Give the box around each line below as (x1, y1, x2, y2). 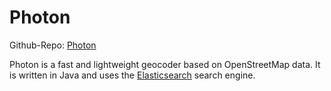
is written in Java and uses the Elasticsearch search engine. (9, 69, 256, 81)
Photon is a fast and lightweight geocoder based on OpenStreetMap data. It (9, 58, 321, 70)
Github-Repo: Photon (9, 39, 97, 51)
